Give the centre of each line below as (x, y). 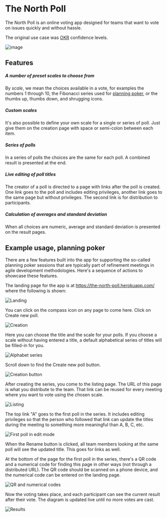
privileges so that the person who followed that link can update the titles (79, 419)
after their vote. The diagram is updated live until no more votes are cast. (80, 500)
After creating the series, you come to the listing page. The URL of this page (83, 384)
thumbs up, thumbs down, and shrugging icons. (54, 99)
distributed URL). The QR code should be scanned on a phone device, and (82, 470)
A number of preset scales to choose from (50, 75)
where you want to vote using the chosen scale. (54, 395)
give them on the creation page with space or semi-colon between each (79, 128)
